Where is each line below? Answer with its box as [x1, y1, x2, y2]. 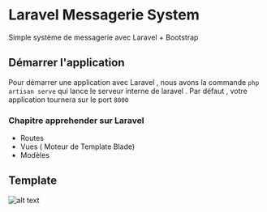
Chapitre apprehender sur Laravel [8, 115, 144, 126]
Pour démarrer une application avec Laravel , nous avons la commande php [8, 77, 260, 87]
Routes [19, 134, 45, 143]
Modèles [19, 151, 50, 160]
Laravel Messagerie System [8, 6, 200, 24]
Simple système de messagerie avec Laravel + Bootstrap [8, 32, 199, 42]
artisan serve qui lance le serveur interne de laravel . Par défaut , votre [8, 86, 248, 95]
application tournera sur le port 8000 [8, 95, 129, 104]
